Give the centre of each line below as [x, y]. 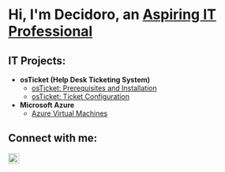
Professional [51, 31]
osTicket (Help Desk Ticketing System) [85, 80]
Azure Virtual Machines [69, 113]
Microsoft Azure [47, 105]
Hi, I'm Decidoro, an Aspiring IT [112, 15]
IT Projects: [37, 61]
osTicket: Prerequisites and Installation [94, 88]
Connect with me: [53, 138]
